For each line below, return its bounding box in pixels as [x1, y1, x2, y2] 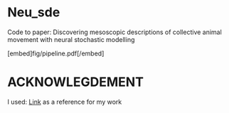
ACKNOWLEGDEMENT [7, 74, 144, 90]
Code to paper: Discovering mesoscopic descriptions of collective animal [7, 28, 222, 36]
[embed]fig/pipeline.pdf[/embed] [7, 49, 105, 58]
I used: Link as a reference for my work [7, 97, 122, 106]
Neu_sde [7, 4, 60, 21]
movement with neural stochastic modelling [7, 35, 135, 43]
